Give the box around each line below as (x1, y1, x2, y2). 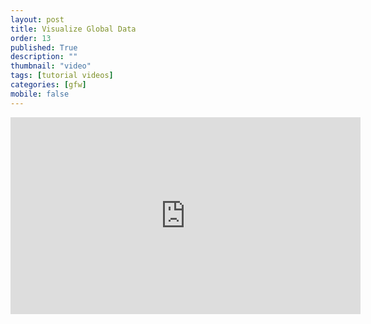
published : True (10, 42, 78, 53)
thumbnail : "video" (10, 61, 92, 71)
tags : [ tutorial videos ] (10, 71, 114, 81)
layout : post (10, 14, 65, 25)
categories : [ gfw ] (10, 80, 87, 90)
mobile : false (10, 89, 70, 99)
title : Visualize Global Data (10, 24, 137, 34)
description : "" (10, 52, 78, 62)
